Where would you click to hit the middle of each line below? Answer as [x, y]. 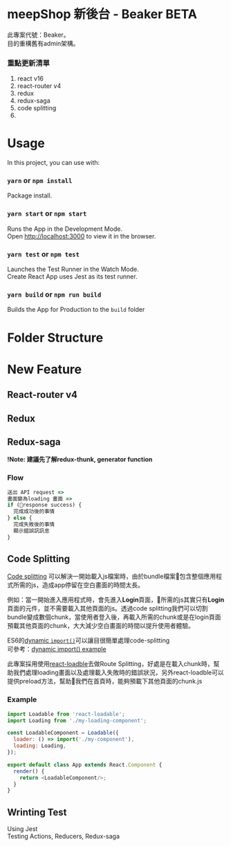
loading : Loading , [40, 746]
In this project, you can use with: [54, 163]
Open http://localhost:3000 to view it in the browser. [82, 236]
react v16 [30, 79]
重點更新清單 [29, 63]
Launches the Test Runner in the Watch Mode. [73, 269]
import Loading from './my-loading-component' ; [77, 721]
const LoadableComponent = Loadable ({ [63, 733]
